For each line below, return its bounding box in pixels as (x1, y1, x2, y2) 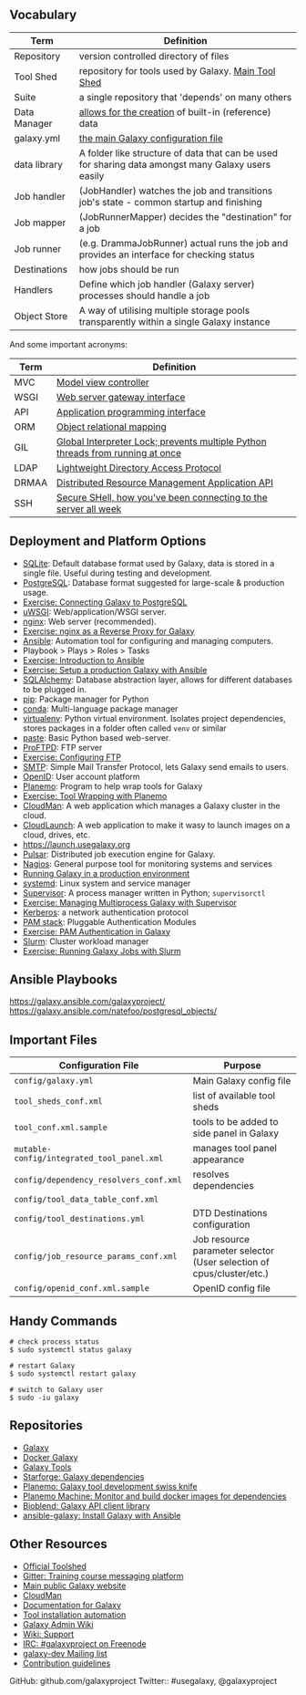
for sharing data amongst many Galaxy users (78, 158, 271, 171)
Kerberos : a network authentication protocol (22, 907, 189, 918)
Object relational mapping (56, 420, 167, 432)
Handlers (14, 283, 53, 296)
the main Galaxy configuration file (78, 131, 223, 144)
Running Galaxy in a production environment (22, 868, 190, 879)
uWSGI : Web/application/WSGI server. (22, 606, 167, 617)
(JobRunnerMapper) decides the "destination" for (78, 210, 292, 223)
